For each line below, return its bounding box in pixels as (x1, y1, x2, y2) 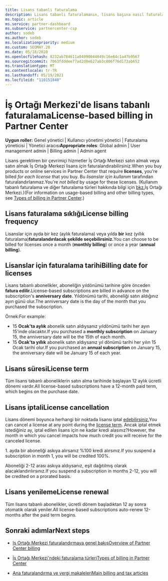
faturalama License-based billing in (5, 110, 153, 121)
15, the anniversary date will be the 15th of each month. (12, 334, 126, 340)
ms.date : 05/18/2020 (5, 49, 48, 54)
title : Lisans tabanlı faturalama (5, 7, 77, 13)
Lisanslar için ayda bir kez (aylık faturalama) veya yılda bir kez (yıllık (5, 231, 145, 237)
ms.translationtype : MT (5, 63, 55, 68)
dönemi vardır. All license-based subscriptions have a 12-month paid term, (5, 383, 157, 390)
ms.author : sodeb (5, 36, 41, 41)
